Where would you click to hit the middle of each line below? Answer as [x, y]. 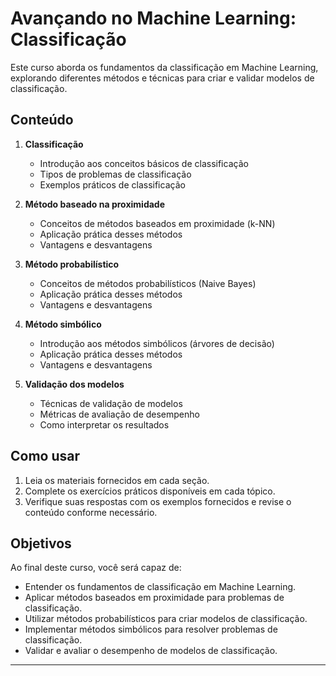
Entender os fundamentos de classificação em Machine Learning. [160, 587]
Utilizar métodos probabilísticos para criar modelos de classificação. [166, 619]
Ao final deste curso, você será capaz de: [96, 568]
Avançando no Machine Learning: [153, 18]
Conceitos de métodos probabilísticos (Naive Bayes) [148, 283]
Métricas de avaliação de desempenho [119, 414]
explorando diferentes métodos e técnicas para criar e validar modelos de [162, 78]
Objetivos [41, 543]
